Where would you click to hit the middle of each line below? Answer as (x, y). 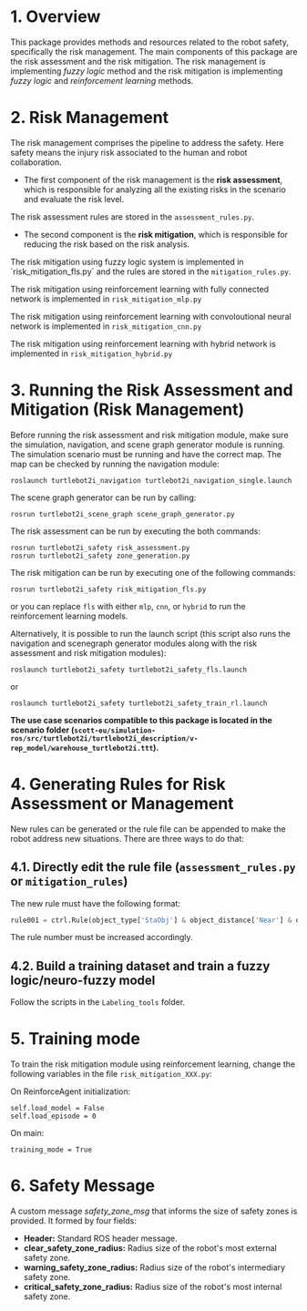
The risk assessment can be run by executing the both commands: (135, 531)
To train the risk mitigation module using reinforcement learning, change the (153, 1064)
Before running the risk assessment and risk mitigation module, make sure (150, 435)
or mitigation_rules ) (69, 881)
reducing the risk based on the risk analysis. (107, 244)
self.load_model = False (57, 1109)
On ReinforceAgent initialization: (71, 1091)
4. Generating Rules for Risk (118, 784)
